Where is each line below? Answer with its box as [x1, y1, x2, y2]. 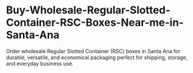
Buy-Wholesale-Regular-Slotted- [6, 4, 171, 17]
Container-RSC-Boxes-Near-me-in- [6, 16, 184, 29]
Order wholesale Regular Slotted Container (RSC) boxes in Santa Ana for [6, 47, 181, 54]
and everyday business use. [6, 60, 74, 67]
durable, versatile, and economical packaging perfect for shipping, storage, [6, 54, 188, 61]
